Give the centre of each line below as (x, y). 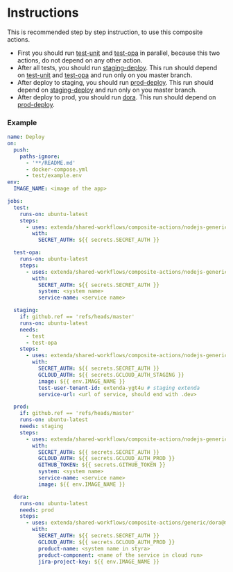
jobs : (15, 202)
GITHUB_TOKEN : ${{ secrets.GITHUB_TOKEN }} (102, 465)
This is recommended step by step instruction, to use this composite (105, 32)
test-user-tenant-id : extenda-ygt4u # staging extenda (119, 388)
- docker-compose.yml (57, 169)
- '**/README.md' (51, 163)
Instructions (43, 13)
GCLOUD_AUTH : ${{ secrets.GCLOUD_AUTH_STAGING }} (111, 375)
